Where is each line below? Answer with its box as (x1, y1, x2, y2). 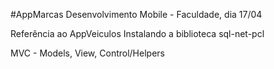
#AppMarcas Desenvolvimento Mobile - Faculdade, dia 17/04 (10, 9, 263, 20)
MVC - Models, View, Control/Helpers (10, 47, 165, 59)
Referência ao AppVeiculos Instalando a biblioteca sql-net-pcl (10, 28, 265, 39)
